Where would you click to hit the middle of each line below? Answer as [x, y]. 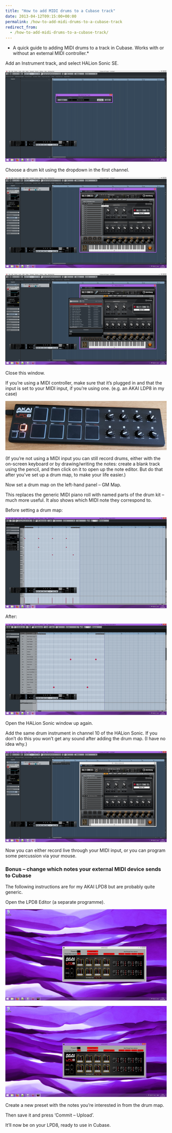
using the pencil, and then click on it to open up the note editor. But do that [84, 469]
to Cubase [18, 875]
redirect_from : [21, 27]
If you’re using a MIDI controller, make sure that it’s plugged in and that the [84, 382]
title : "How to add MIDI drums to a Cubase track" [60, 11]
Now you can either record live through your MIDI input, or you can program [85, 850]
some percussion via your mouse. [41, 856]
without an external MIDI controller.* [51, 53]
